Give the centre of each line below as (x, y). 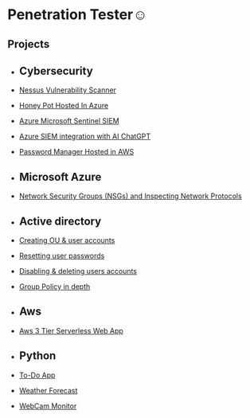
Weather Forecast (48, 390)
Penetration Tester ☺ (78, 15)
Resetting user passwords (62, 256)
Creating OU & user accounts (67, 240)
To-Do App (37, 375)
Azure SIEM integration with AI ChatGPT (85, 136)
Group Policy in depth (55, 287)
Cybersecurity (56, 70)
